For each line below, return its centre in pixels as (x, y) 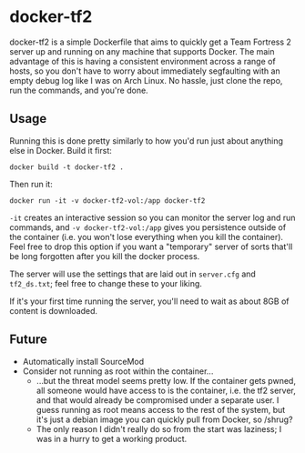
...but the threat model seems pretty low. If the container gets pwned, (166, 380)
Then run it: (31, 184)
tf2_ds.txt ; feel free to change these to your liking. (106, 283)
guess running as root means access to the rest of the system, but (161, 409)
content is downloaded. (54, 310)
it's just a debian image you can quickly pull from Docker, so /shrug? (164, 419)
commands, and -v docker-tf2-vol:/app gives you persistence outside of (148, 227)
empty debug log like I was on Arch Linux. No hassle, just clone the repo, (146, 80)
